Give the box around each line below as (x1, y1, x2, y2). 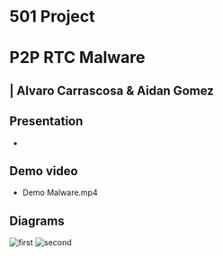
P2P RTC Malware (9, 48, 146, 68)
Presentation (9, 114, 84, 129)
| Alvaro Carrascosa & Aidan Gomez (9, 83, 214, 98)
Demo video (9, 163, 78, 179)
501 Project (9, 6, 96, 27)
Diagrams (9, 213, 65, 228)
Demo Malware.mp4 (22, 187, 98, 199)
